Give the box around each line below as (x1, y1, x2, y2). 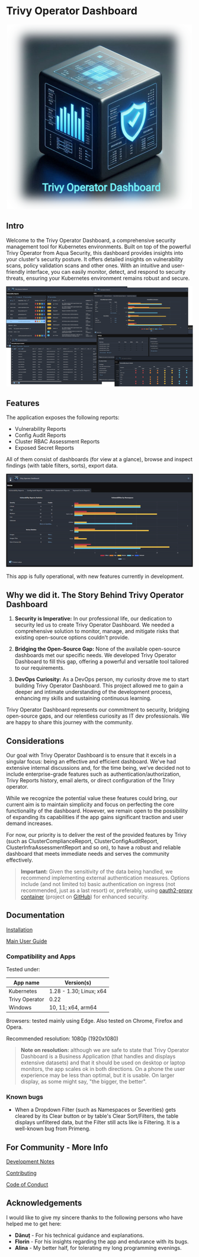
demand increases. (6, 820, 53, 827)
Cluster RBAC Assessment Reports (14, 438, 100, 445)
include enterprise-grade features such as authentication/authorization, (6, 770, 181, 778)
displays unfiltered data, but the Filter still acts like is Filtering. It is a (14, 1119, 180, 1126)
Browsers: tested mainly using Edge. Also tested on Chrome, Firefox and (6, 1017, 183, 1024)
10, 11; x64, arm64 (49, 1004, 97, 1011)
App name (13, 979, 40, 986)
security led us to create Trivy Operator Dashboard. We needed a (14, 621, 175, 629)
